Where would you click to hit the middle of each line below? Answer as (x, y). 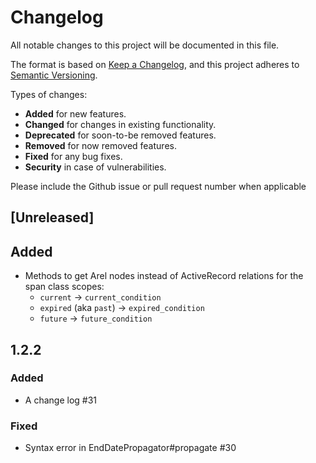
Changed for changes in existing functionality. (120, 124)
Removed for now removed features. (100, 145)
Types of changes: (49, 94)
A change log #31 (61, 400)
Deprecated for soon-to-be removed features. (120, 135)
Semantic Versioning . (54, 75)
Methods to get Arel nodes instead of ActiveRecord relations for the (164, 276)
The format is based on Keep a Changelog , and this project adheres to (155, 64)
